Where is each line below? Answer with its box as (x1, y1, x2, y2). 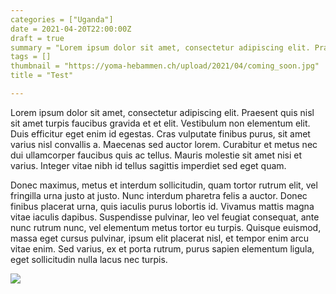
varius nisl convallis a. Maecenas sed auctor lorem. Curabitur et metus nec (10, 138, 318, 150)
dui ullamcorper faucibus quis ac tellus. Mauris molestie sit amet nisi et (10, 149, 303, 161)
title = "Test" (10, 71, 74, 81)
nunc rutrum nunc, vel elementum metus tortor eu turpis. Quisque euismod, (10, 221, 322, 233)
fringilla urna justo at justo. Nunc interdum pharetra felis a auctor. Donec (10, 189, 308, 201)
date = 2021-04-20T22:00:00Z (10, 24, 132, 34)
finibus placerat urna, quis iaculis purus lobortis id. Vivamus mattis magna (10, 200, 315, 212)
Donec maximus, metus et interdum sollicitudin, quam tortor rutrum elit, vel (10, 179, 318, 191)
